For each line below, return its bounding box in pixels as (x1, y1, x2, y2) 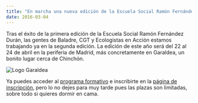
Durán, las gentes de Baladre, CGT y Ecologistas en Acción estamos (6, 36, 172, 43)
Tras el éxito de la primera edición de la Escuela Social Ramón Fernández (6, 30, 184, 37)
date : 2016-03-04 (6, 14, 49, 20)
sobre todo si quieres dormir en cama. (6, 90, 99, 97)
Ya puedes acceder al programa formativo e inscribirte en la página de (6, 77, 177, 85)
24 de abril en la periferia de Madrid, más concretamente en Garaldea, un (6, 49, 184, 56)
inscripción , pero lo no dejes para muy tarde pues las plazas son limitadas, (6, 84, 187, 91)
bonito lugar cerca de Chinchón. (6, 55, 84, 62)
